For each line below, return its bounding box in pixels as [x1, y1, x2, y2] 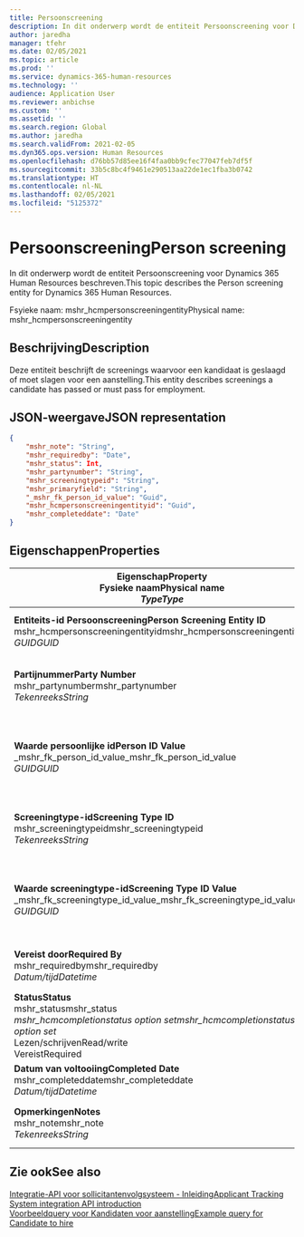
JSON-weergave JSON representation [9, 410, 226, 426]
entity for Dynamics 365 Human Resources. [9, 286, 172, 297]
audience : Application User [9, 89, 116, 98]
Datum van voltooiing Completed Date [14, 1062, 180, 1075]
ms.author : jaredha [9, 131, 83, 140]
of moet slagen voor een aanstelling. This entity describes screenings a [9, 373, 273, 385]
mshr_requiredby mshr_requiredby [14, 959, 158, 971]
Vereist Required [14, 1048, 82, 1060]
